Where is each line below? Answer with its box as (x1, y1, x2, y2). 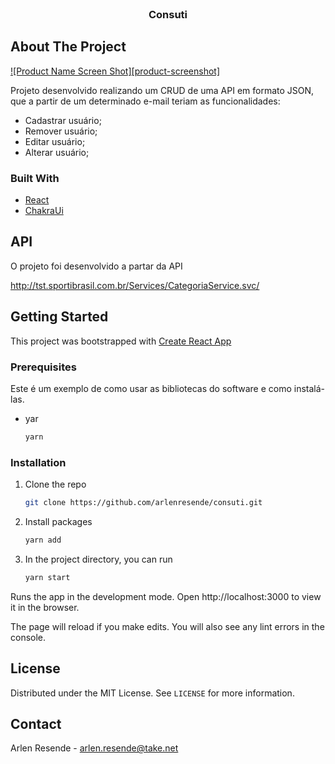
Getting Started (10, 308, 109, 326)
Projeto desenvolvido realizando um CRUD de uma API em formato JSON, (10, 84, 315, 96)
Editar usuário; (24, 135, 86, 147)
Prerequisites (10, 360, 77, 374)
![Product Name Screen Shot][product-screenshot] (10, 65, 221, 77)
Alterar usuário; (24, 146, 90, 158)
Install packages (24, 516, 93, 527)
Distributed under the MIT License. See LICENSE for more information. (10, 687, 295, 699)
